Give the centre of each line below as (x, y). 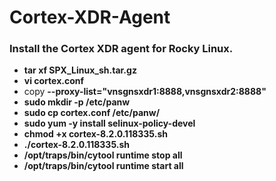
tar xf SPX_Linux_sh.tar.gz (80, 70)
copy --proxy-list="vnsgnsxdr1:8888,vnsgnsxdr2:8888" (145, 92)
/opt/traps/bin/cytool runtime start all (103, 166)
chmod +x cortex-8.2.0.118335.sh (95, 134)
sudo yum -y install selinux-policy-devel (109, 123)
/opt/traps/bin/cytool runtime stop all (103, 155)
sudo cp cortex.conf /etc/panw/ (92, 113)
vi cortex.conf (54, 81)
